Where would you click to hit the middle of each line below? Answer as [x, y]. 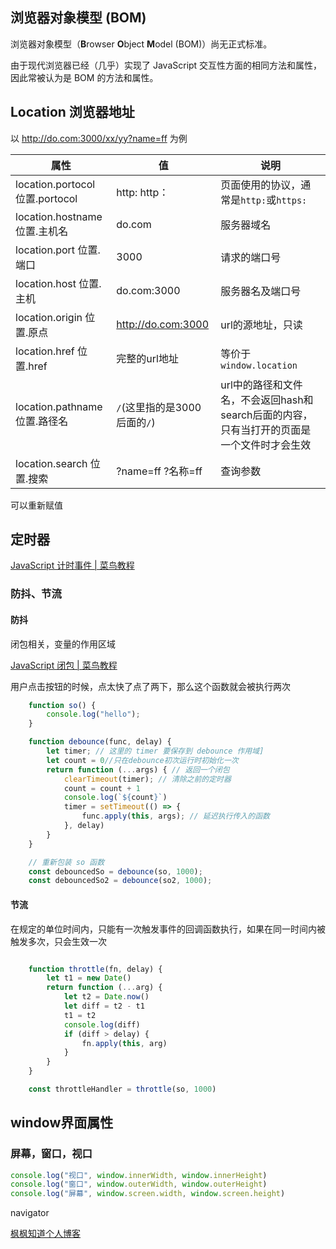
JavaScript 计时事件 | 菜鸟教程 [72, 565]
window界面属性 [62, 1123]
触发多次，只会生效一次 [58, 941]
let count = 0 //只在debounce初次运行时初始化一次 [142, 760]
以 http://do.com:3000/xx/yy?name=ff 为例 [99, 138]
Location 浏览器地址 [72, 112]
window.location [259, 365]
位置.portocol [46, 198]
